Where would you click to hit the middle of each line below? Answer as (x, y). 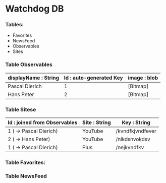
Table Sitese (21, 109)
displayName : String (34, 78)
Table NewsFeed (26, 176)
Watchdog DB (35, 9)
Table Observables (29, 65)
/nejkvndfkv (130, 148)
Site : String (97, 123)
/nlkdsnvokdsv (133, 139)
